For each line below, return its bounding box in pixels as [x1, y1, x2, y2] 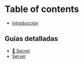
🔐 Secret [11, 47, 30, 53]
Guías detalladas [4, 34, 58, 43]
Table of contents [4, 3, 79, 15]
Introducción [11, 20, 38, 26]
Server [11, 53, 26, 59]
